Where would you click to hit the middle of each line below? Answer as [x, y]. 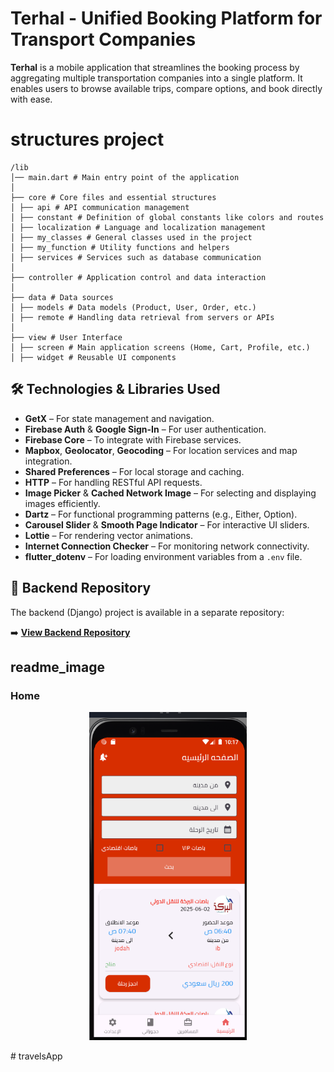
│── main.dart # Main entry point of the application [125, 177]
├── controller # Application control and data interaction [138, 277]
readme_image [58, 667]
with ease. [31, 99]
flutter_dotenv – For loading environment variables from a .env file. [163, 556]
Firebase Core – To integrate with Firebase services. [133, 439]
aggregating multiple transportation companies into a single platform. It [156, 78]
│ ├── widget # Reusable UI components [93, 357]
